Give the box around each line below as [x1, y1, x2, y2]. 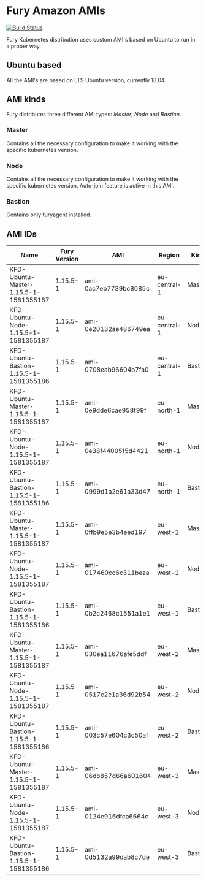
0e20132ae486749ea [85, 325, 150, 334]
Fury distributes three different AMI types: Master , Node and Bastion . [6, 110, 181, 118]
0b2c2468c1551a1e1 [85, 609, 151, 618]
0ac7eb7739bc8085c [85, 284, 150, 293]
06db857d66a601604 [85, 772, 151, 780]
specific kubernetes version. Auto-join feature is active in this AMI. [6, 182, 175, 189]
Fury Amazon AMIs [6, 4, 106, 18]
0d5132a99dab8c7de [85, 853, 150, 861]
